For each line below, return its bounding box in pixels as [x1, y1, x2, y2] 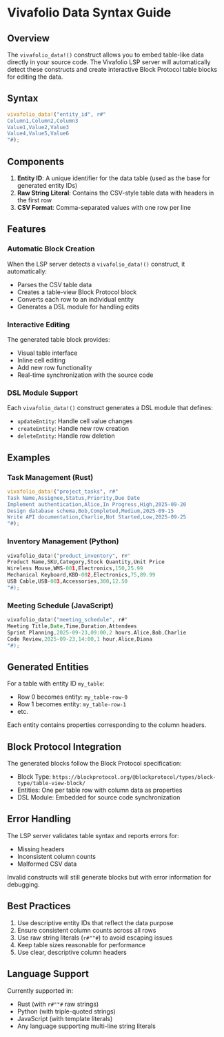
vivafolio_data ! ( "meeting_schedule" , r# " [7, 617, 128, 623]
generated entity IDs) [17, 182, 78, 189]
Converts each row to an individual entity [17, 295, 134, 303]
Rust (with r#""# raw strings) [17, 1000, 99, 1008]
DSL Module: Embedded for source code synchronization [17, 793, 181, 802]
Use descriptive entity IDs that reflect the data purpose [17, 918, 174, 927]
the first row [17, 196, 52, 204]
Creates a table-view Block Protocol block [17, 288, 137, 296]
